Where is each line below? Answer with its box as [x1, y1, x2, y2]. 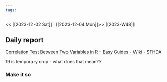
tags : [5, 7, 17, 13]
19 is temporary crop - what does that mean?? [5, 59, 102, 65]
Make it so [5, 71, 31, 78]
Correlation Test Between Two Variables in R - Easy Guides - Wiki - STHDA [5, 49, 162, 55]
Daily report [5, 36, 44, 44]
